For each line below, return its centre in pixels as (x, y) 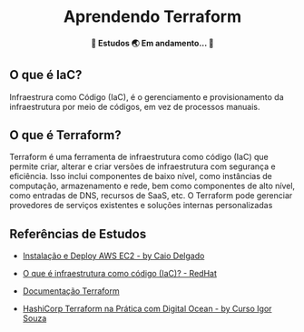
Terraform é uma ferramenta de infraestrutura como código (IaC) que (139, 157)
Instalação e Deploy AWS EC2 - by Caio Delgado (113, 256)
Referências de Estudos (78, 234)
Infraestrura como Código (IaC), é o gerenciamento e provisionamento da (147, 96)
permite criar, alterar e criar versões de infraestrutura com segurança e (142, 166)
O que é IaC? (46, 75)
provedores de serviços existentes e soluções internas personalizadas (141, 206)
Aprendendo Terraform (152, 17)
